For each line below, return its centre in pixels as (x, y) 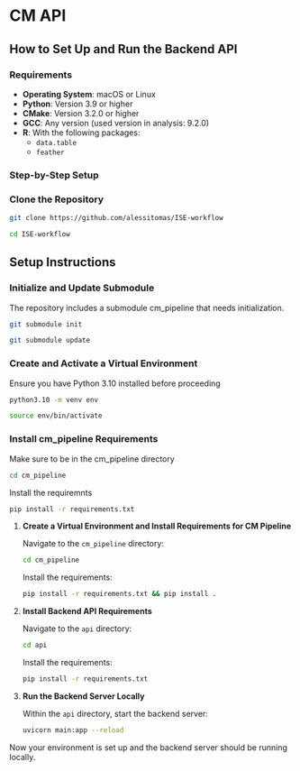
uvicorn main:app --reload (73, 730)
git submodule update (50, 340)
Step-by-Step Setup (54, 175)
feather (50, 152)
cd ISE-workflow (40, 234)
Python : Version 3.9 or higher (77, 104)
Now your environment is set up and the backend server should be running (149, 747)
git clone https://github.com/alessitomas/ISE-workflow (116, 218)
